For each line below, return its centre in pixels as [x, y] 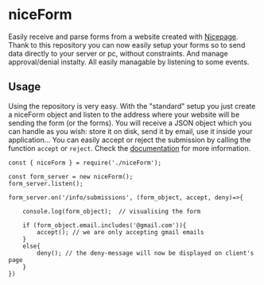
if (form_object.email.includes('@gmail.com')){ [105, 225]
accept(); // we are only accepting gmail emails [120, 232]
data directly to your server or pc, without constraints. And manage [118, 53]
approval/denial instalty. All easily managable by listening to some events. [129, 62]
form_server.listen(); [46, 183]
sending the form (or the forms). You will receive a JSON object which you [130, 123]
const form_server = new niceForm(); [71, 176]
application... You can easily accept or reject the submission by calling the [130, 140]
